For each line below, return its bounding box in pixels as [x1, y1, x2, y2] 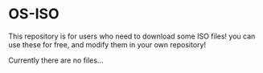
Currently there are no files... [8, 55, 104, 65]
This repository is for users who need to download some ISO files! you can [8, 31, 256, 41]
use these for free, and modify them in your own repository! [8, 39, 207, 49]
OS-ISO [8, 5, 60, 23]
